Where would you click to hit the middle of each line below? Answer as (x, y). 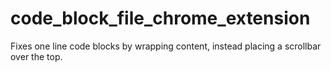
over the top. (36, 56)
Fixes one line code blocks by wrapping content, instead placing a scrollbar (166, 46)
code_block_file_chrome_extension (160, 18)
